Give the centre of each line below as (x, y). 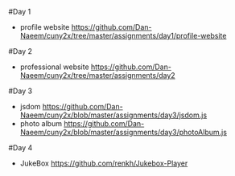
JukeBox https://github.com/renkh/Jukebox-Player (104, 163)
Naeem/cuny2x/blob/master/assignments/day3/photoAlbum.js (124, 132)
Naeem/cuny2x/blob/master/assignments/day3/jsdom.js (113, 115)
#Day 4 (21, 147)
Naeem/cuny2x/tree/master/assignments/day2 (97, 75)
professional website (55, 67)
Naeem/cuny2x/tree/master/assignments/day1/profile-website (123, 36)
